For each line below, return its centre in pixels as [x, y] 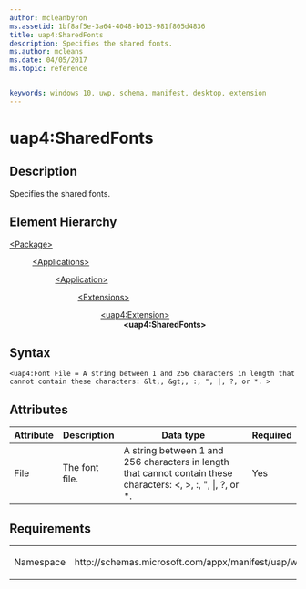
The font [81, 468]
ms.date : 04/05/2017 [49, 60]
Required [272, 435]
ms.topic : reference [49, 69]
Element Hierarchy [63, 223]
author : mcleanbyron [49, 18]
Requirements [50, 528]
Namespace [40, 562]
